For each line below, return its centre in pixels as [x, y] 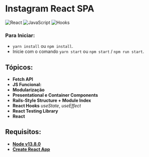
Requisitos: [23, 132]
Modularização [28, 90]
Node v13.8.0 [26, 144]
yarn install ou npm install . [43, 46]
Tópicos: [19, 67]
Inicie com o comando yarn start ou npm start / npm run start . [78, 52]
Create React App [31, 149]
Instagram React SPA [50, 9]
